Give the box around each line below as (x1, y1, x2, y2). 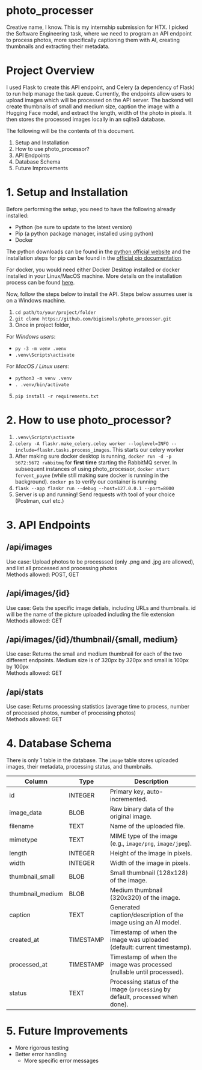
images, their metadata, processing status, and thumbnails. (6, 763, 153, 770)
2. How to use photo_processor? (6, 413, 172, 427)
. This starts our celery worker (109, 446, 185, 453)
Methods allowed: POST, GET (6, 571, 79, 578)
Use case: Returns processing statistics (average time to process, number (6, 703, 190, 710)
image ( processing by (110, 985, 171, 994)
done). (110, 1000, 129, 1009)
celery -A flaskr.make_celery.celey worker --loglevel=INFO (14, 440, 169, 447)
